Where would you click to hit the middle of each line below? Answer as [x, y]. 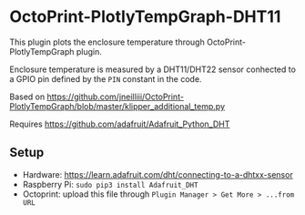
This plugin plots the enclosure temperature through [107, 42]
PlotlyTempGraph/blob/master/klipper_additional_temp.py [117, 106]
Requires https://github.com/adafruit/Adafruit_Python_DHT [120, 124]
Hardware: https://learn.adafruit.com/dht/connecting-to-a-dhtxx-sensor [158, 174]
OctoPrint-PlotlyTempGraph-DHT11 [145, 17]
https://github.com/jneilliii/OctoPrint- [116, 97]
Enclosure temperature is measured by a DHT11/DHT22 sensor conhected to [152, 69]
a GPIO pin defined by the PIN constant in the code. [106, 78]
